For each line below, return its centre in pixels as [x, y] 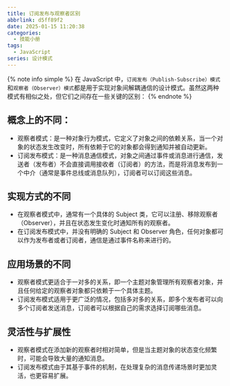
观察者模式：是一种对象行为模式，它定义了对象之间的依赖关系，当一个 [117, 138]
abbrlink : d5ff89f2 [35, 20]
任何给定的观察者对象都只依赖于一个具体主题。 [90, 291]
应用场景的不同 [39, 264]
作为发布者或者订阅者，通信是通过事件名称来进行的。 [99, 240]
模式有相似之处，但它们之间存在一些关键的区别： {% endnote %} [99, 96]
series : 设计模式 [30, 59]
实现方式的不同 [39, 196]
